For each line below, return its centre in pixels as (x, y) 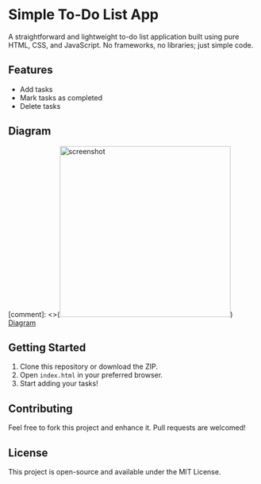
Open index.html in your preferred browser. (91, 375)
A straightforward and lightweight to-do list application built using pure (124, 37)
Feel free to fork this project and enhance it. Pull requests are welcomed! (127, 428)
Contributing (40, 408)
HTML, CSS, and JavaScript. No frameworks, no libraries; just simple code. (131, 45)
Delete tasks (40, 106)
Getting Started (47, 347)
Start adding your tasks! (59, 384)
